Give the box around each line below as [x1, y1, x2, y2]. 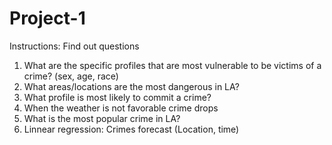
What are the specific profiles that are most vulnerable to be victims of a [23, 59, 322, 71]
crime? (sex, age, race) [23, 70, 119, 82]
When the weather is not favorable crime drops [23, 102, 219, 114]
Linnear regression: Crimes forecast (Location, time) [23, 123, 240, 135]
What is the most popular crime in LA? [23, 112, 181, 124]
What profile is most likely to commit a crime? [23, 91, 212, 103]
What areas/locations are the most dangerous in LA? [23, 80, 240, 92]
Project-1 [9, 7, 86, 30]
